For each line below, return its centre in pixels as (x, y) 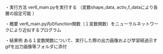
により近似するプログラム (35, 30)
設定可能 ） (25, 13)
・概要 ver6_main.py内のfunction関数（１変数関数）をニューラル (71, 24)
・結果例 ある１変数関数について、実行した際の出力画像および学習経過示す (81, 40)
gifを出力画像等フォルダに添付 (36, 46)
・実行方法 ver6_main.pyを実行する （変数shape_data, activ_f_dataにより (80, 7)
